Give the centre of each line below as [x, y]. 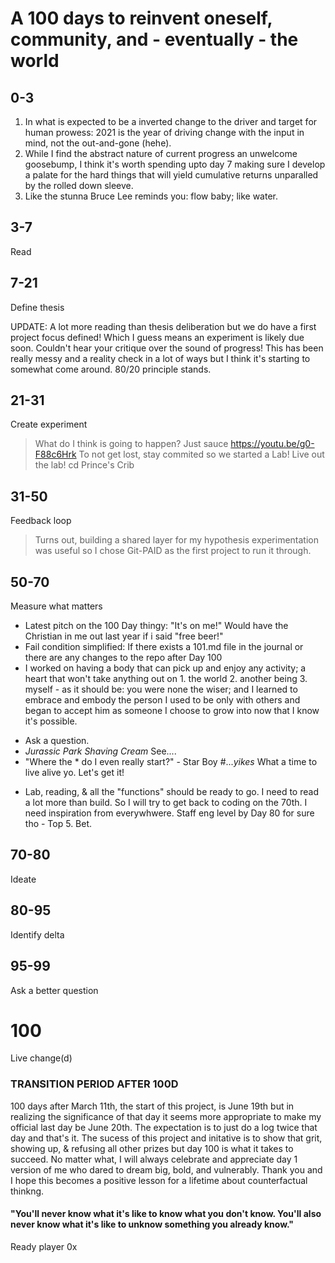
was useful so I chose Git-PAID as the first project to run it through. [173, 551]
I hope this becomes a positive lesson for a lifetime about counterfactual [159, 1180]
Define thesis [37, 307]
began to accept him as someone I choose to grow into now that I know [172, 711]
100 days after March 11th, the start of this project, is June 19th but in [152, 1106]
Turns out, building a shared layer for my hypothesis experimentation [176, 540]
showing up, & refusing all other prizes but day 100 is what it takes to [152, 1148]
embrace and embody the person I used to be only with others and [162, 700]
